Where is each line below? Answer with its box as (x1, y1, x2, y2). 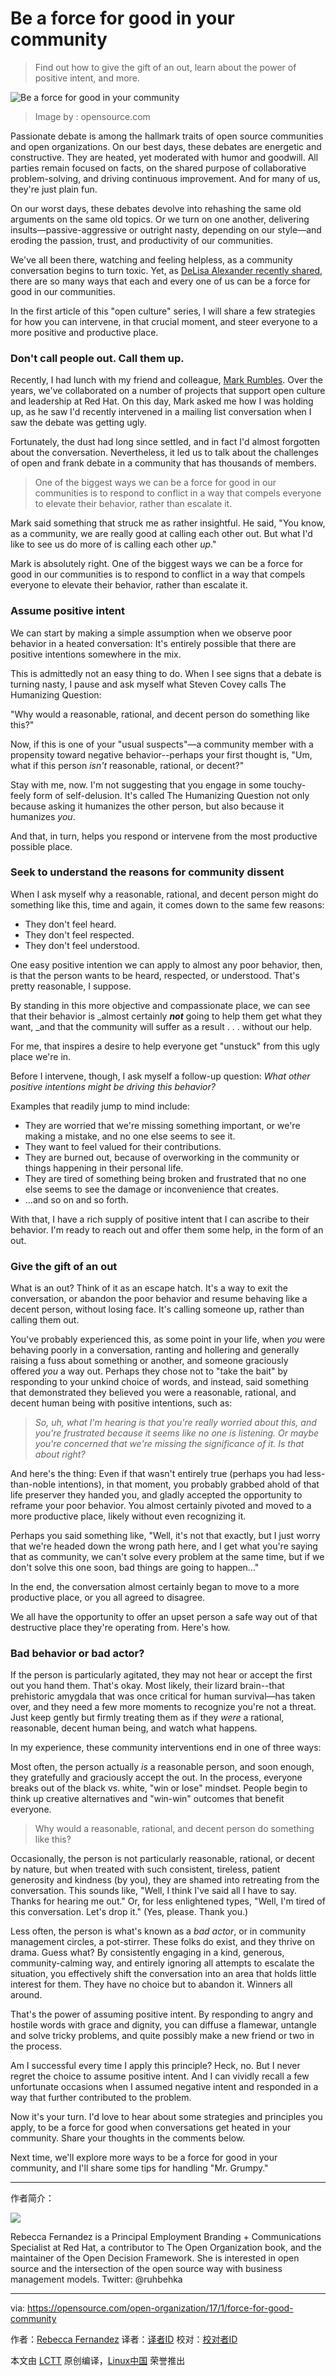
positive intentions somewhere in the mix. (10, 648, 182, 660)
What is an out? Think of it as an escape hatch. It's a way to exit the (10, 1282, 288, 1294)
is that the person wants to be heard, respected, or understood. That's (10, 969, 300, 981)
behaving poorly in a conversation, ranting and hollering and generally (10, 1344, 300, 1356)
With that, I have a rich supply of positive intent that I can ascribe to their (10, 1213, 310, 1225)
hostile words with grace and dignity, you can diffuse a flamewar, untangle (10, 2019, 317, 2031)
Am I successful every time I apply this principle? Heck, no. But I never (10, 2060, 301, 2072)
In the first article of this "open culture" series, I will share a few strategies (10, 305, 316, 317)
